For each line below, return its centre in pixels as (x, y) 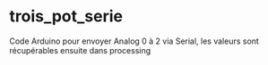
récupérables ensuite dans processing (80, 50)
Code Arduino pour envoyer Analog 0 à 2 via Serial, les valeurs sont (134, 41)
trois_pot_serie (66, 16)
